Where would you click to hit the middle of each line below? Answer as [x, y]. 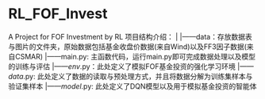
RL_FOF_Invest [58, 14]
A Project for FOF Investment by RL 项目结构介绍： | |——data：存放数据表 [130, 36]
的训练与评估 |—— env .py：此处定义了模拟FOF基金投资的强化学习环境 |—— [131, 66]
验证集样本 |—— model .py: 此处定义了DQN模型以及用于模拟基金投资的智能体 [132, 86]
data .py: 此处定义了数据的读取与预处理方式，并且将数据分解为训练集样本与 [131, 76]
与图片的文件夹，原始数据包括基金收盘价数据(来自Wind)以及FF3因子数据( [128, 46]
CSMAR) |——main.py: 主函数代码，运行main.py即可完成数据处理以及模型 [135, 56]
